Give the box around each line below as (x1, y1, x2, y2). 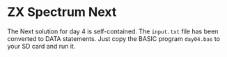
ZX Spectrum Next (7, 4, 117, 20)
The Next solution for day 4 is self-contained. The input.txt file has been (7, 27, 219, 35)
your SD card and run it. (7, 42, 76, 50)
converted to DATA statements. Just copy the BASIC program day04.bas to (7, 34, 221, 42)
